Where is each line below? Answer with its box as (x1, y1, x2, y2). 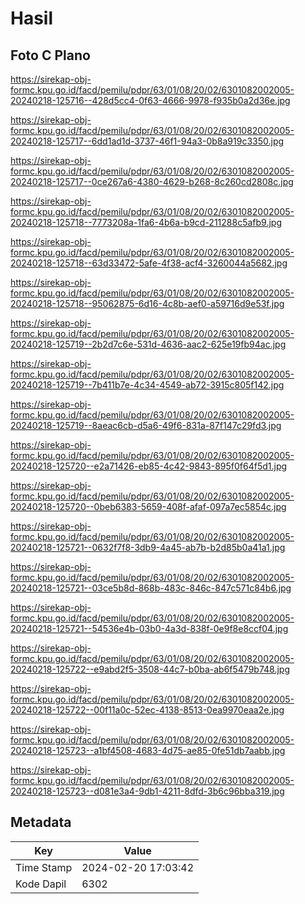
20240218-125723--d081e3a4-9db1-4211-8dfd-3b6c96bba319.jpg (10, 785, 285, 797)
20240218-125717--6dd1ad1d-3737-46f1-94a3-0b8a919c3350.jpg (10, 135, 285, 147)
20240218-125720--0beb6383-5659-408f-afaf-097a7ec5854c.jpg (10, 501, 287, 512)
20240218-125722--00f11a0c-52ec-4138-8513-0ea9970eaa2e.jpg (10, 704, 285, 716)
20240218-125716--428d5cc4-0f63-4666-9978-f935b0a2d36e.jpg (10, 95, 291, 106)
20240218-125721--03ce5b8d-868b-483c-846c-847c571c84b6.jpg (10, 582, 292, 594)
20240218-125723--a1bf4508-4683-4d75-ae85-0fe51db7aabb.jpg (10, 745, 286, 756)
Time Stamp (15, 860, 73, 874)
